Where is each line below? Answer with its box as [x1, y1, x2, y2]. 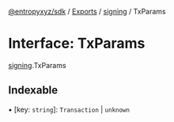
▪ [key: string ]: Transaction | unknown [8, 105, 130, 114]
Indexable [8, 83, 59, 97]
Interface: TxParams [8, 35, 146, 52]
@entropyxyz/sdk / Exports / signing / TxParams [8, 7, 166, 16]
